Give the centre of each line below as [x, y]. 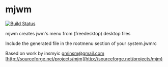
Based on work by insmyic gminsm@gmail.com [55, 53]
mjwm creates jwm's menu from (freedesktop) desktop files [68, 33]
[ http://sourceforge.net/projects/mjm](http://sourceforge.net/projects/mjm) [84, 59]
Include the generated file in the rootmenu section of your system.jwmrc [81, 43]
